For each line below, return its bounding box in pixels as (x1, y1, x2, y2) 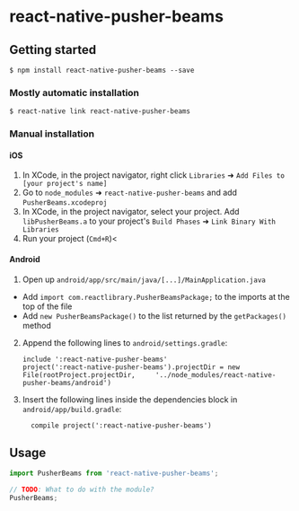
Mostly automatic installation (9, 86, 140, 99)
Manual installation (9, 128, 95, 140)
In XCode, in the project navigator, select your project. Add (22, 207, 240, 217)
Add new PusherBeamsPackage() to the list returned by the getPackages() (22, 310, 287, 321)
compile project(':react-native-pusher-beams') (31, 420, 213, 430)
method (22, 320, 52, 330)
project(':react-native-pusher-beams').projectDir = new (22, 362, 241, 372)
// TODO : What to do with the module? (9, 485, 154, 495)
